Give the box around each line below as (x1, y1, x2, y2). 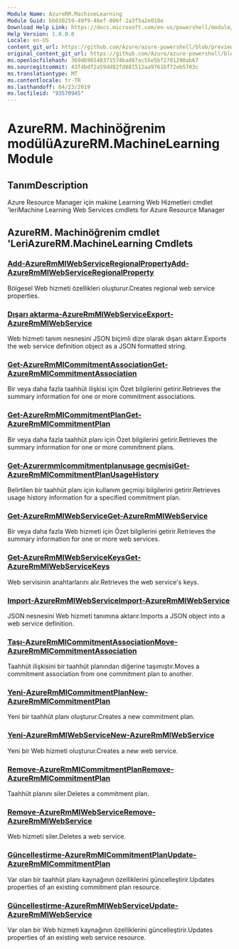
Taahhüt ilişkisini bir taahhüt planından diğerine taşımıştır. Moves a (7, 662, 200, 670)
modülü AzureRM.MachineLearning (7, 136, 221, 152)
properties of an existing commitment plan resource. (7, 883, 161, 891)
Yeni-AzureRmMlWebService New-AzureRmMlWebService (7, 730, 215, 740)
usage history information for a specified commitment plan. (7, 493, 181, 502)
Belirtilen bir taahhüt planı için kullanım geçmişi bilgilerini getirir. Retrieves (7, 486, 221, 494)
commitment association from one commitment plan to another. (7, 670, 193, 678)
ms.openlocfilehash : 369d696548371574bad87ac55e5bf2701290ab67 (7, 57, 199, 64)
